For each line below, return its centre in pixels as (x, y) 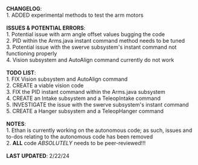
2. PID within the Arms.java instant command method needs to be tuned (96, 41)
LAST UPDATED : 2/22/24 (38, 156)
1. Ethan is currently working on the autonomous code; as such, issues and (99, 130)
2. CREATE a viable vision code (45, 86)
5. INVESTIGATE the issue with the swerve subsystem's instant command (97, 104)
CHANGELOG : (24, 9)
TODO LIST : (21, 73)
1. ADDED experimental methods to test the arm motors (75, 15)
